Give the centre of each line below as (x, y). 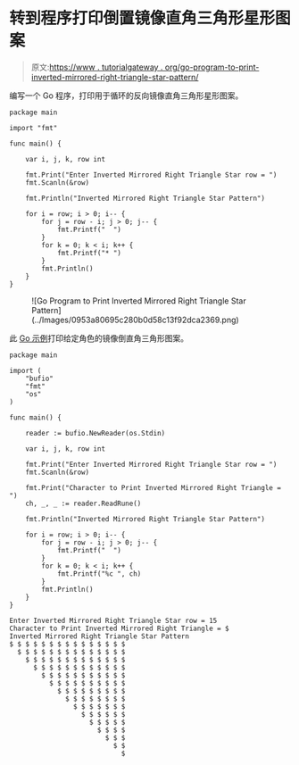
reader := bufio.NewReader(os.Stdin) (96, 433)
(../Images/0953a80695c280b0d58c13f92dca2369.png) (135, 320)
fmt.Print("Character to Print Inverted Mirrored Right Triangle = (153, 487)
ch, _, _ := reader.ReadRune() (83, 503)
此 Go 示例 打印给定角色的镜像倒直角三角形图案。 (99, 338)
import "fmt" (33, 128)
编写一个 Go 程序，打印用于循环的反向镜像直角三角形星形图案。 (126, 96)
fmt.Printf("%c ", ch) (99, 574)
